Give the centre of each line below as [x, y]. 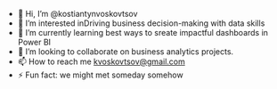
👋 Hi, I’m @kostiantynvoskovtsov [77, 14]
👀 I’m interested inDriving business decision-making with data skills [141, 23]
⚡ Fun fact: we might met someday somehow [101, 75]
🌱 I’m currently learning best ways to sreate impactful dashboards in [143, 32]
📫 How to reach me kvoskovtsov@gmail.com [101, 61]
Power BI [34, 42]
